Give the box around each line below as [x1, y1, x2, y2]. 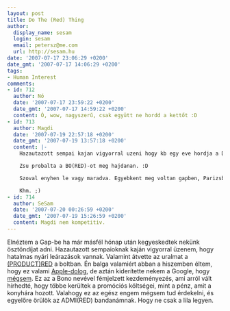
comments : [7, 80, 36, 87]
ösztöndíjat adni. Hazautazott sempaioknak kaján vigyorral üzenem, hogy [7, 245, 214, 253]
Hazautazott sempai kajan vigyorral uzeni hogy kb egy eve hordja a [19, 150, 219, 158]
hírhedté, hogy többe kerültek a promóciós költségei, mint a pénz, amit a [7, 282, 212, 290]
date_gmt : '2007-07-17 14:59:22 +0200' [13, 105, 127, 112]
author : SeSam [13, 200, 53, 207]
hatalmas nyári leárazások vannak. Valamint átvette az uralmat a [7, 252, 188, 260]
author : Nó [13, 93, 44, 100]
